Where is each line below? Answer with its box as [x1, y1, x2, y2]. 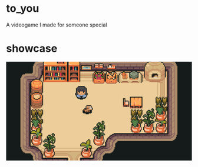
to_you [6, 2, 39, 15]
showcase [6, 42, 58, 55]
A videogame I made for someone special [6, 21, 107, 28]
